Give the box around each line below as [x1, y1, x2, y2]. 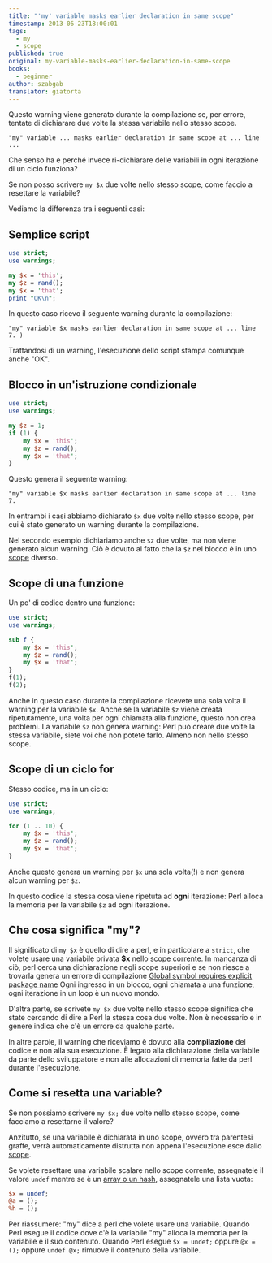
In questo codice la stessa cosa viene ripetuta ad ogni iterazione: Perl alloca [8, 891, 264, 901]
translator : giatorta [8, 87, 82, 96]
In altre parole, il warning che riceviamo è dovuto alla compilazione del [8, 1036, 246, 1046]
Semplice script [8, 227, 90, 241]
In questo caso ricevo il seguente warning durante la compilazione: [8, 309, 233, 318]
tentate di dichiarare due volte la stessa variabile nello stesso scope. [8, 119, 237, 128]
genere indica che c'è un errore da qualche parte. [8, 1021, 175, 1031]
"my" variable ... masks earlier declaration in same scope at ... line [8, 134, 260, 142]
